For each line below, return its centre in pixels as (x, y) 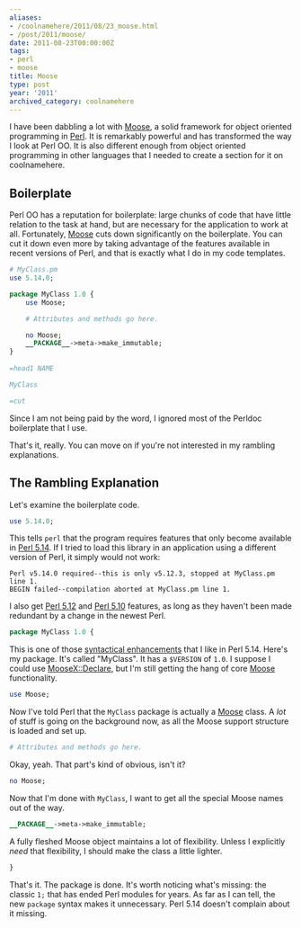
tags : (19, 51)
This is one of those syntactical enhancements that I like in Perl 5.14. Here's (149, 649)
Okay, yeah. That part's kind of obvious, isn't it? (97, 764)
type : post (30, 85)
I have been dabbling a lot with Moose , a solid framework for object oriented (150, 127)
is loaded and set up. (48, 731)
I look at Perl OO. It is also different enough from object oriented (128, 146)
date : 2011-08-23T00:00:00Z (62, 43)
